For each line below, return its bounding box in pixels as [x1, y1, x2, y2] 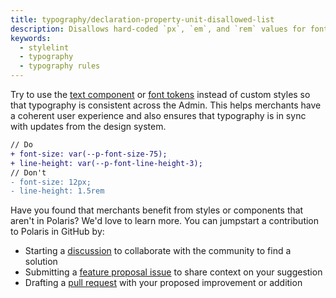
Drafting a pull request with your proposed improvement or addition [24, 277, 303, 289]
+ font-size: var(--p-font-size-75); [10, 149, 168, 159]
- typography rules [19, 61, 101, 71]
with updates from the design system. [10, 121, 167, 132]
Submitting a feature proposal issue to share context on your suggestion [24, 266, 323, 278]
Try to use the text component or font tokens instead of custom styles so [10, 89, 311, 100]
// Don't [10, 167, 47, 178]
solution [24, 256, 58, 268]
